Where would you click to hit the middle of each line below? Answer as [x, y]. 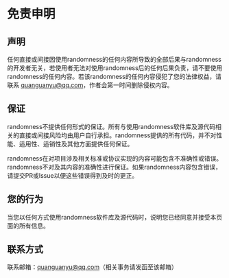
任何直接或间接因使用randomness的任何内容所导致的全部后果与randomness [114, 59]
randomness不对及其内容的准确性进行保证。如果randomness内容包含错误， [114, 167]
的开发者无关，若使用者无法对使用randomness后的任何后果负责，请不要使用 [115, 68]
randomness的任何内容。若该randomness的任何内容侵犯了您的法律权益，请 [114, 77]
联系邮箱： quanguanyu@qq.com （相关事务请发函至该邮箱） [93, 267]
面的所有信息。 [28, 225]
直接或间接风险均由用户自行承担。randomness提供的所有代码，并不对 [118, 135]
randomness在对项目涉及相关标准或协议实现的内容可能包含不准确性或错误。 [115, 158]
